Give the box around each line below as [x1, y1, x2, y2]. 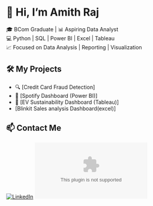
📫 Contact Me [6, 123, 62, 133]
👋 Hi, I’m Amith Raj [6, 5, 100, 19]
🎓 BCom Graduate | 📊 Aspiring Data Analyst [6, 25, 119, 32]
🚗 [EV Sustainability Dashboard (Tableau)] [14, 98, 119, 106]
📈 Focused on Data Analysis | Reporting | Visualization [6, 43, 142, 50]
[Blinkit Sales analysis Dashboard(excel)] [14, 105, 116, 112]
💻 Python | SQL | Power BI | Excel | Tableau [6, 34, 115, 41]
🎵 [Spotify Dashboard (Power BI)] [14, 92, 98, 99]
